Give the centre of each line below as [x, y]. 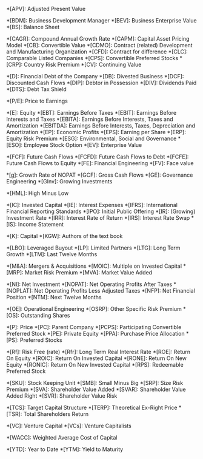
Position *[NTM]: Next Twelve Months [54, 297]
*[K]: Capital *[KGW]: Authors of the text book [65, 236]
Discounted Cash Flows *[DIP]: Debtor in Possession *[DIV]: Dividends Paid [101, 83]
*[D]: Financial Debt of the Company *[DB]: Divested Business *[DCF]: [95, 76]
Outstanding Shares [45, 315]
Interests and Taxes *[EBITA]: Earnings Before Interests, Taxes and [90, 119]
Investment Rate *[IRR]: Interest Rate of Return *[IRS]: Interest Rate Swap [98, 218]
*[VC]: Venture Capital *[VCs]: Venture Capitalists [69, 426]
